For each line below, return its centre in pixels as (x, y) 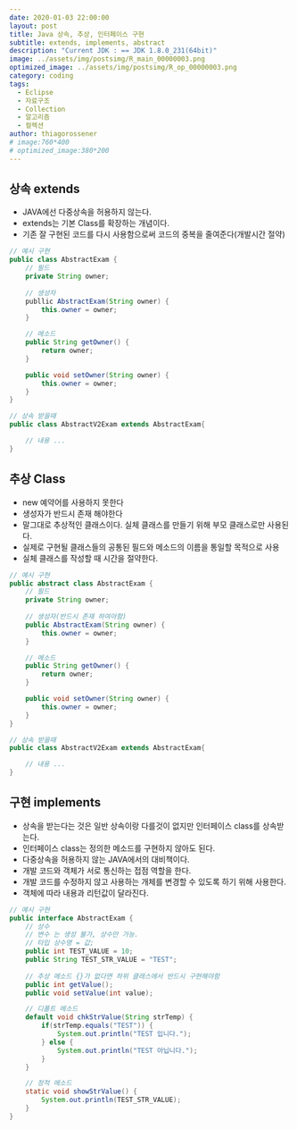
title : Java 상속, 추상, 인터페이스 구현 (77, 34)
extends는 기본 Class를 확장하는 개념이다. (95, 223)
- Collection (41, 109)
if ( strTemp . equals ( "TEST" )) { (97, 1026)
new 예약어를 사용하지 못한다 (73, 502)
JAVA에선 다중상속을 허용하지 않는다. (87, 212)
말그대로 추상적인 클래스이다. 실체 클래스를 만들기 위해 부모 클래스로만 (144, 525)
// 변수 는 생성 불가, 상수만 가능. (82, 935)
